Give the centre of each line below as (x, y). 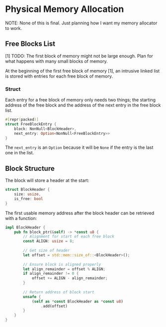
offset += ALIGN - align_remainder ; (70, 278)
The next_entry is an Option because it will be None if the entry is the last (79, 147)
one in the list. (20, 153)
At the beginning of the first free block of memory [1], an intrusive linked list (83, 71)
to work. (14, 28)
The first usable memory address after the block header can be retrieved (80, 213)
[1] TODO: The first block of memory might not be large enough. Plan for (79, 56)
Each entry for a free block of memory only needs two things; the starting (80, 100)
